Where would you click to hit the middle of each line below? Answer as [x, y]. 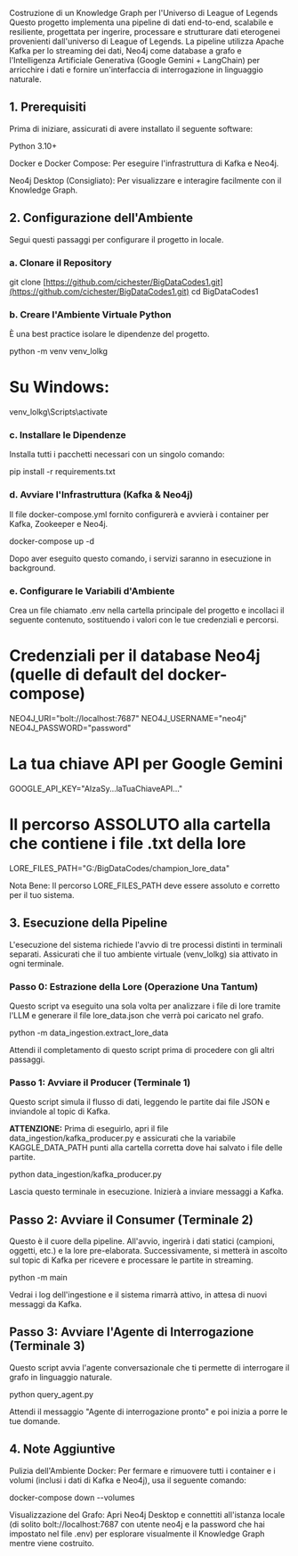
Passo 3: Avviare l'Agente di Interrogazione [132, 1332]
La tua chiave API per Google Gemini [146, 764]
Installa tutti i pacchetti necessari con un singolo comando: [117, 455]
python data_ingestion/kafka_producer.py [85, 1174]
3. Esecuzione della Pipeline [89, 923]
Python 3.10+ [33, 145]
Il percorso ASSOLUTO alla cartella [140, 825]
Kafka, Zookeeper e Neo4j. [59, 523]
